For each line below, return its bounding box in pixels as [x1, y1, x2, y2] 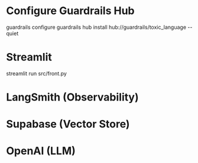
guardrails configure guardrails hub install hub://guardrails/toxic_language [6, 24, 187, 31]
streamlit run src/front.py [6, 69, 67, 77]
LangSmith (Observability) [6, 91, 139, 104]
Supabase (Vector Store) [6, 118, 130, 131]
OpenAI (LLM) [6, 144, 76, 158]
